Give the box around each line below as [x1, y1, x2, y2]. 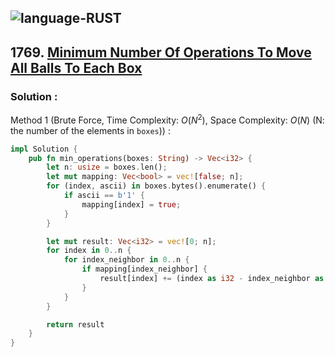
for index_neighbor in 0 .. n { [63, 255, 190, 265]
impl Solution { [10, 144, 78, 154]
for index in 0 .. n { [46, 246, 132, 256]
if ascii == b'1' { [63, 191, 145, 201]
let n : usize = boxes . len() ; [46, 162, 168, 173]
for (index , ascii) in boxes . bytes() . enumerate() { [46, 181, 267, 191]
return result [46, 319, 105, 330]
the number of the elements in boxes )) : [10, 124, 171, 136]
